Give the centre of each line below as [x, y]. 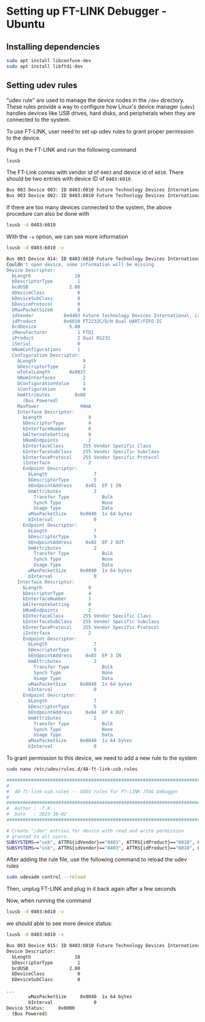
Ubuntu [26, 24]
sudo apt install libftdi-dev [45, 66]
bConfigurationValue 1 [52, 384]
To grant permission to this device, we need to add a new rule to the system [102, 758]
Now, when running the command [49, 901]
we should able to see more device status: [59, 924]
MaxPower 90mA [54, 406]
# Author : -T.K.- [31, 809]
